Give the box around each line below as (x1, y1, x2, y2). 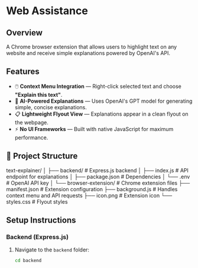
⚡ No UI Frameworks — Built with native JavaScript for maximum (14, 125, 174, 132)
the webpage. (14, 119, 49, 126)
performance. (14, 134, 48, 141)
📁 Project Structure (6, 151, 78, 161)
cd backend (14, 258, 42, 264)
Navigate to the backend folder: (14, 246, 90, 253)
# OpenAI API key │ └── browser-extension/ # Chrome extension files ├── (6, 179, 190, 187)
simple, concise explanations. (14, 103, 87, 110)
